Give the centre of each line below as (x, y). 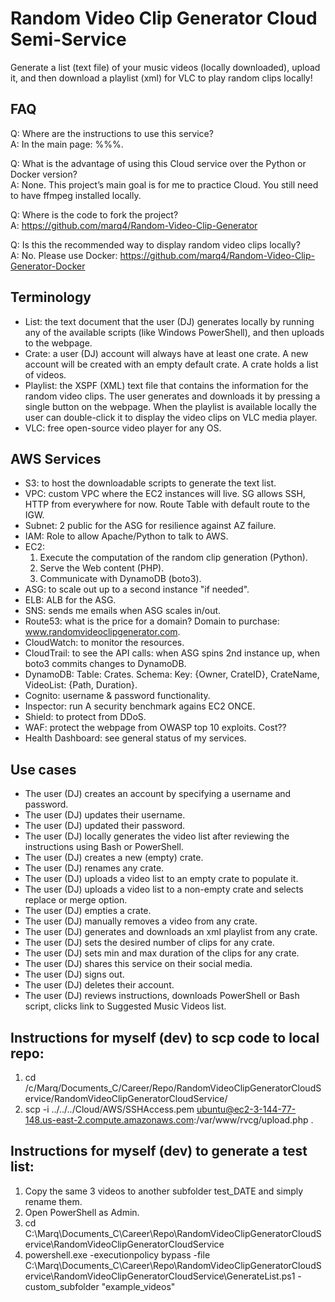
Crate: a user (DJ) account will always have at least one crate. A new (166, 353)
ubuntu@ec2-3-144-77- (246, 1109)
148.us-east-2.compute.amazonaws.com (109, 1120)
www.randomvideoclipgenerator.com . (102, 632)
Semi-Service (68, 39)
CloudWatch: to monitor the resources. (104, 643)
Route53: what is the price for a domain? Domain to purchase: (152, 621)
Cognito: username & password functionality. (117, 696)
